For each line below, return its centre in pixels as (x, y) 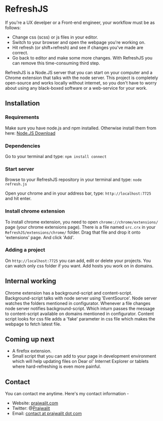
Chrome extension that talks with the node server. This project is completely (82, 78)
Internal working (31, 281)
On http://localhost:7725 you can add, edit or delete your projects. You (78, 261)
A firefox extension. (32, 351)
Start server (20, 169)
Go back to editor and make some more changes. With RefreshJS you (82, 58)
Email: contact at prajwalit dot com (47, 414)
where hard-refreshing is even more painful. (56, 366)
